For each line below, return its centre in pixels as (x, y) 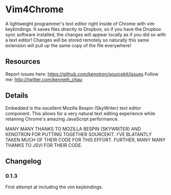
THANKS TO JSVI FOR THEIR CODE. (44, 145)
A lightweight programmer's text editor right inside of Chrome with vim (80, 24)
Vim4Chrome (35, 9)
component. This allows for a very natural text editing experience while (80, 113)
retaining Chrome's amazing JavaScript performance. (62, 119)
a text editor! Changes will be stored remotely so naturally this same (77, 40)
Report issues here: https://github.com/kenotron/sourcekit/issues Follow (82, 74)
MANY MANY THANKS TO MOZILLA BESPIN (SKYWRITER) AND (73, 129)
